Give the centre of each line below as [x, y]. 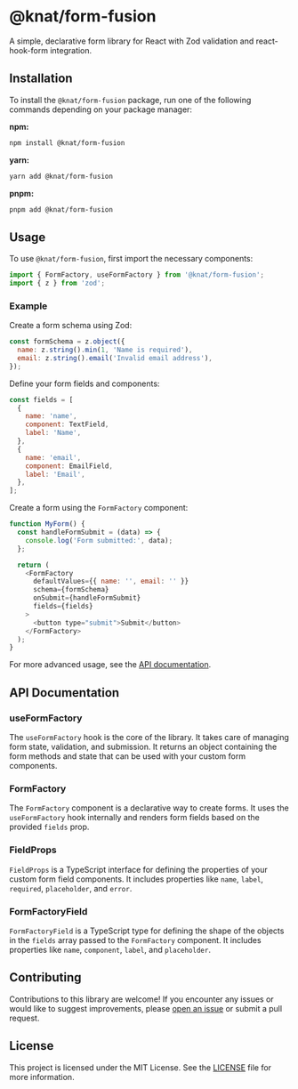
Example [28, 306]
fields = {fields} [63, 607]
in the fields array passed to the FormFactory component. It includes [135, 940]
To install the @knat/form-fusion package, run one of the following [130, 100]
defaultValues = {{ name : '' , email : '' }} [111, 581]
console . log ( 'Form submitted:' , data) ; [99, 540]
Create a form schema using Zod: [71, 326]
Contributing [45, 977]
